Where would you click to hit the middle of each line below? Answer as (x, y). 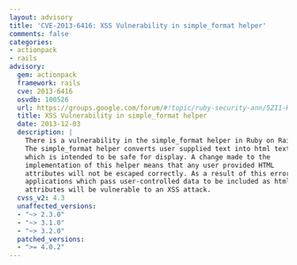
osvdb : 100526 (43, 99)
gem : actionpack (47, 75)
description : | (45, 132)
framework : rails (49, 83)
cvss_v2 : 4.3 (41, 198)
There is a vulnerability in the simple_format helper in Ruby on (150, 140)
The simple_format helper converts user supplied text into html (148, 148)
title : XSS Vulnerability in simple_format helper (112, 116)
